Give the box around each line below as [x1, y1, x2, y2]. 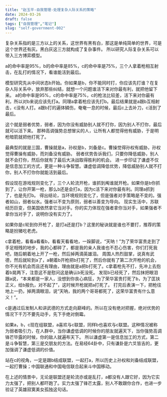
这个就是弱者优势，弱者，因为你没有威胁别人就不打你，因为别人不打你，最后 [5, 121, 162, 127]
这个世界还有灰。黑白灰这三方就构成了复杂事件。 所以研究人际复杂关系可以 [5, 46, 159, 52]
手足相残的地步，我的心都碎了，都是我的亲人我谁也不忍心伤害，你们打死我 [5, 245, 158, 251]
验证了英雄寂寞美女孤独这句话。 [5, 387, 71, 393]
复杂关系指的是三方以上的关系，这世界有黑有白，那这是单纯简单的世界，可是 [5, 40, 162, 46]
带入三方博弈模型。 [5, 53, 45, 59]
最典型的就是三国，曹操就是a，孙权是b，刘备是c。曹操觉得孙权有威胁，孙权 [5, 145, 161, 151]
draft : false [5, 16, 32, 21]
